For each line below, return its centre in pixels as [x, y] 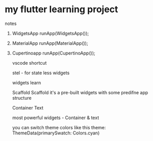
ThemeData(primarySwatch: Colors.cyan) [56, 133]
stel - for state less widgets [41, 73]
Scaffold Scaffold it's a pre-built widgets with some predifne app [80, 92]
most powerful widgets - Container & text [56, 118]
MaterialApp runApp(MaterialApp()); [50, 43]
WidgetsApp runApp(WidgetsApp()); [50, 33]
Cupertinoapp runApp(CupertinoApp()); [54, 53]
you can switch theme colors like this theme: [59, 127]
